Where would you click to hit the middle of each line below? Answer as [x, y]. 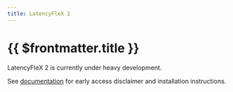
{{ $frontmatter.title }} [73, 48]
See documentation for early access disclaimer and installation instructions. [117, 81]
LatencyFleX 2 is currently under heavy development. [85, 68]
